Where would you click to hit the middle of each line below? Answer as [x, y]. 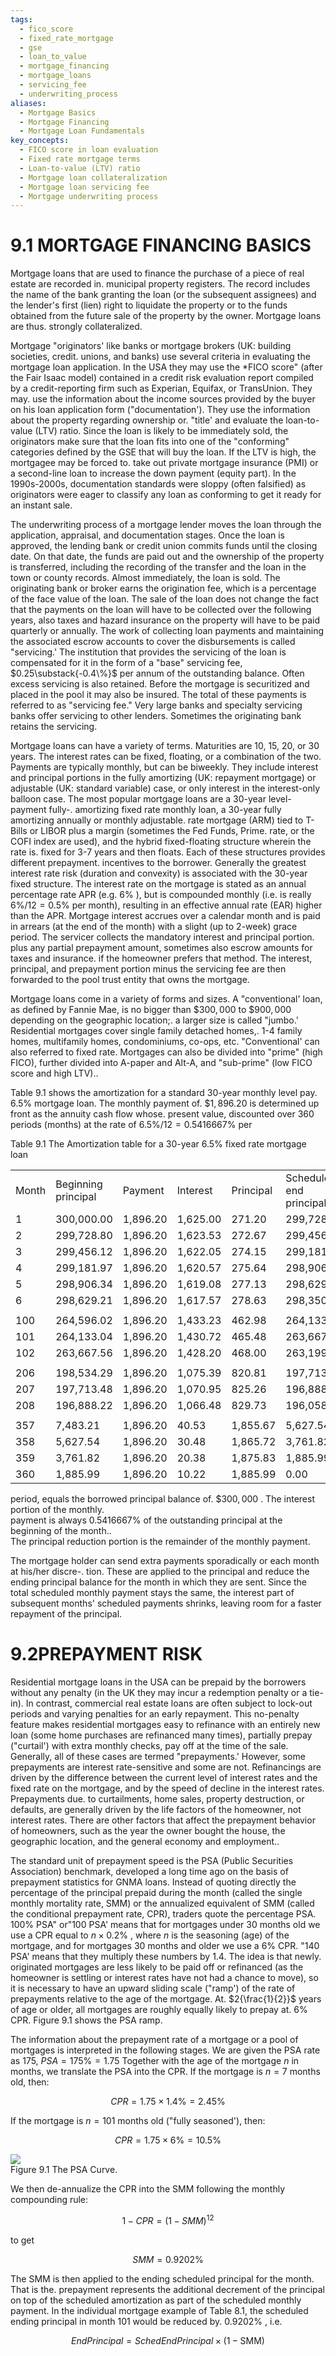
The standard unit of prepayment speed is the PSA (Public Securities [152, 1861]
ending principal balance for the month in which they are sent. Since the [158, 1582]
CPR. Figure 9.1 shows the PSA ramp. [86, 2020]
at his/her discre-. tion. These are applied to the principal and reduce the [160, 1572]
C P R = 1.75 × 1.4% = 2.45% [168, 2102]
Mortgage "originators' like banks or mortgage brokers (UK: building [151, 346]
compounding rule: [49, 2200]
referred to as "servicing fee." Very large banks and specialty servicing [156, 705]
